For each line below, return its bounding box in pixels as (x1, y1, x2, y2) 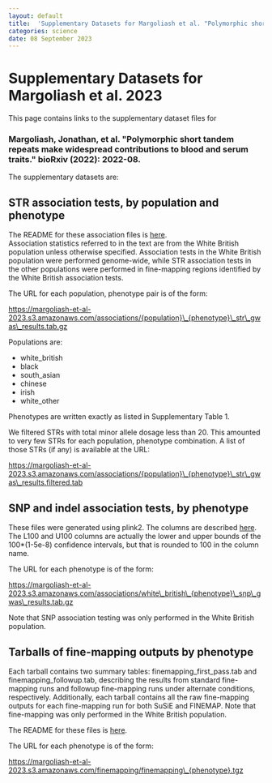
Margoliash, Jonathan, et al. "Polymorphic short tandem (8, 134, 235, 145)
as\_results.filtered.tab (8, 477, 83, 487)
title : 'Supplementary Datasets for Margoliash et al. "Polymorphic (8, 19, 249, 28)
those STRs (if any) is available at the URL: (8, 445, 150, 455)
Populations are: (8, 337, 63, 347)
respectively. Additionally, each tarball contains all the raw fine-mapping (8, 692, 249, 702)
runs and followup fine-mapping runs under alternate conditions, (39, 683, 256, 693)
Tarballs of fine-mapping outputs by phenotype (8, 645, 253, 659)
